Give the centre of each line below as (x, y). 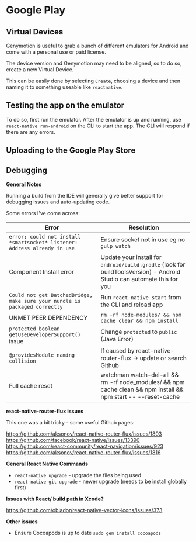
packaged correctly (36, 307)
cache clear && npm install (140, 321)
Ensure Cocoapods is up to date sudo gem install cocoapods (88, 533)
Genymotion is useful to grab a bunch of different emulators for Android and (97, 46)
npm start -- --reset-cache (140, 397)
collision (22, 361)
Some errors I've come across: (43, 213)
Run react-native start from (141, 298)
